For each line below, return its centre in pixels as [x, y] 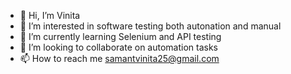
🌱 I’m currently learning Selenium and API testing [120, 36]
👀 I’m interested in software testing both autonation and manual [150, 26]
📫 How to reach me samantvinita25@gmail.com [119, 58]
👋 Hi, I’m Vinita [50, 15]
